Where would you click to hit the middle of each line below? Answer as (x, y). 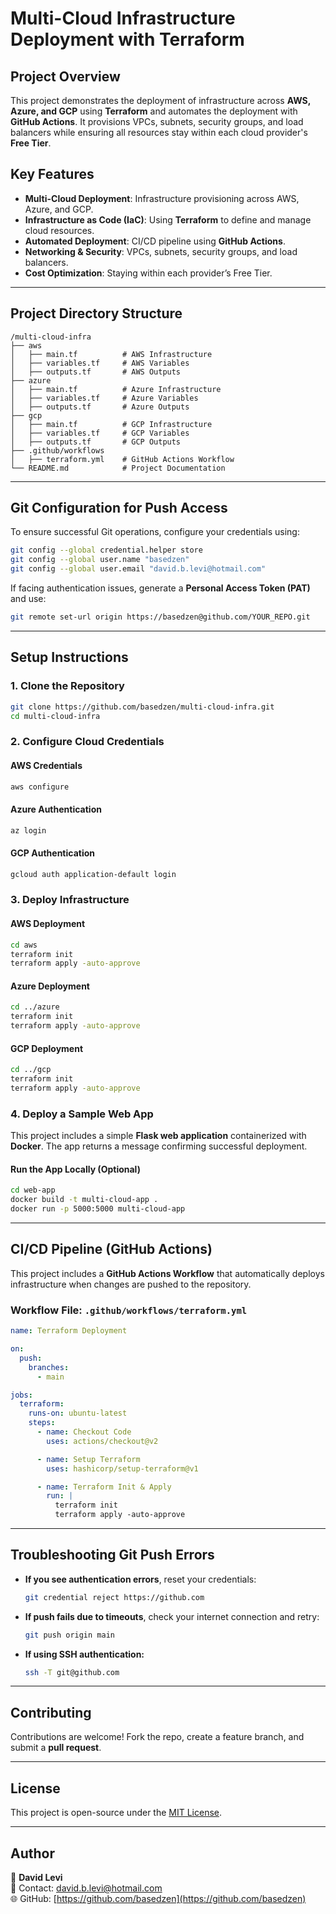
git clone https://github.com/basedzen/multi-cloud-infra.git (142, 707)
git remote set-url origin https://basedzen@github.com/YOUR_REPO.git (160, 617)
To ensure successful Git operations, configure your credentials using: (155, 532)
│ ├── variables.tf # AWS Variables (100, 363)
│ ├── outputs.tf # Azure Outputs (100, 407)
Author (32, 1853)
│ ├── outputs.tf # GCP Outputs (96, 442)
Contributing (51, 1712)
